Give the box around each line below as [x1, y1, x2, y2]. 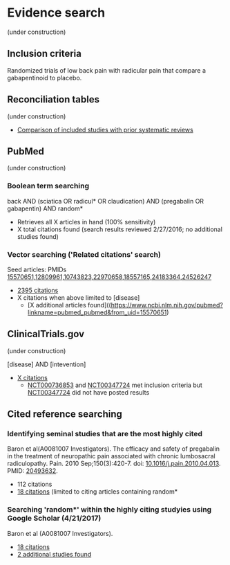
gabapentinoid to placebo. [7, 73, 82, 82]
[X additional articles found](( [27, 301, 112, 309]
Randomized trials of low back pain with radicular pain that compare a [7, 66, 206, 74]
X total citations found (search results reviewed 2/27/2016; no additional [17, 225, 223, 233]
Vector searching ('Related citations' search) [7, 249, 161, 259]
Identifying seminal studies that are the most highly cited [7, 429, 202, 439]
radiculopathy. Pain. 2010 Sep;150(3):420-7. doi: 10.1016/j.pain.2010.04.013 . [7, 459, 221, 468]
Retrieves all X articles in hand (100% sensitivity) [17, 217, 156, 226]
